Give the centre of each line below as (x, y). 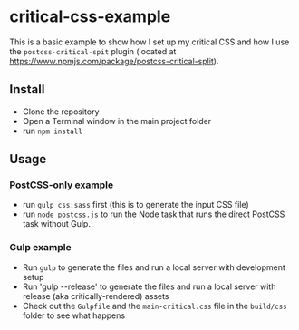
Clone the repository (61, 112)
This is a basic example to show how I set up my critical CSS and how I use (149, 42)
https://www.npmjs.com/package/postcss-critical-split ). (114, 61)
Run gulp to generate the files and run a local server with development (154, 267)
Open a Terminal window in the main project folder (117, 121)
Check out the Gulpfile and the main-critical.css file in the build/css (154, 306)
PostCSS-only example (62, 185)
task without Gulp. (56, 224)
